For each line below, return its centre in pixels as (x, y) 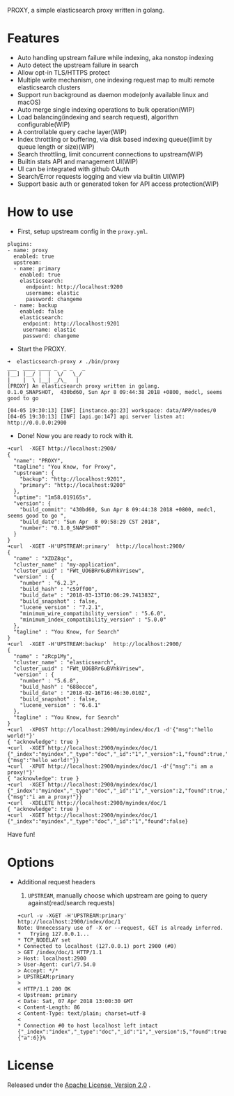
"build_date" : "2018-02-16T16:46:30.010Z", (85, 693)
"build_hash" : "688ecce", (59, 687)
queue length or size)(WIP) (56, 147)
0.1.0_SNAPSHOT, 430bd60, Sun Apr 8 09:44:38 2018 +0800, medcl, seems (115, 392)
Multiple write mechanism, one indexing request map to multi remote (116, 80)
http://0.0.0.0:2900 (37, 423)
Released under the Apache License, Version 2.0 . (79, 1085)
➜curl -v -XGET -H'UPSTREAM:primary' (72, 915)
